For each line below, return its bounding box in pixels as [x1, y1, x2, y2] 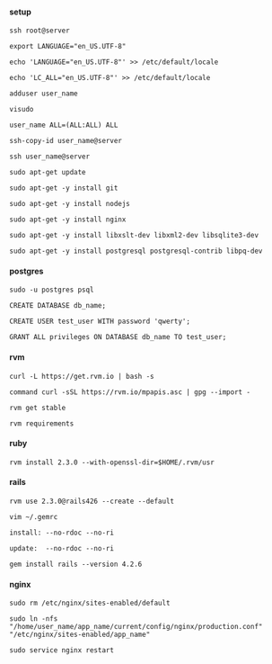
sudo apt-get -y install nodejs [9, 200, 130, 209]
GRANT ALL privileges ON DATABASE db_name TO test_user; [9, 333, 227, 342]
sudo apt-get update [9, 168, 87, 177]
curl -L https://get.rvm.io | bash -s [9, 372, 154, 381]
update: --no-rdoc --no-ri [9, 544, 115, 553]
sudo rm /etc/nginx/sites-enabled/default [9, 598, 171, 608]
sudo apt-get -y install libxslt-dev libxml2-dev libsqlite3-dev [9, 231, 259, 240]
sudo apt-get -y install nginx [9, 215, 127, 224]
